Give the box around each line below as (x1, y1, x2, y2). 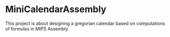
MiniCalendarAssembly (5, 4, 107, 15)
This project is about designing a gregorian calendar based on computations (5, 20, 165, 26)
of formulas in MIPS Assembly (5, 25, 69, 31)
